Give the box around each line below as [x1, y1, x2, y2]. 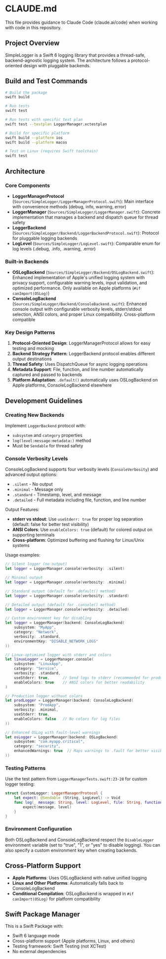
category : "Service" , [14, 666, 58, 671]
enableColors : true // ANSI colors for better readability [14, 680, 145, 685]
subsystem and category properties [12, 432, 83, 438]
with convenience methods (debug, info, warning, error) [12, 203, 127, 209]
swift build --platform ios [5, 135, 63, 140]
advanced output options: [5, 472, 58, 478]
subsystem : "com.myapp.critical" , [14, 739, 85, 744]
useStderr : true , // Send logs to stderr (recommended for [14, 675, 149, 680]
